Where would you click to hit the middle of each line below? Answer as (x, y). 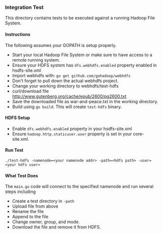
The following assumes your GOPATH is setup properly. (61, 45)
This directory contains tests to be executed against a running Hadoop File (80, 18)
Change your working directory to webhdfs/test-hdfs (65, 86)
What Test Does (21, 175)
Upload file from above (35, 206)
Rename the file (28, 212)
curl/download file (30, 91)
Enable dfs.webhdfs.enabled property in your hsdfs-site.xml (72, 128)
